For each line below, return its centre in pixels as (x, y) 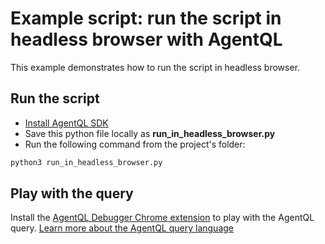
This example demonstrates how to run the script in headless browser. (155, 67)
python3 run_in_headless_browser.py (86, 162)
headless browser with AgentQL (146, 39)
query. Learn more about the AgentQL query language (122, 228)
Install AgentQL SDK (66, 123)
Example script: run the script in (146, 18)
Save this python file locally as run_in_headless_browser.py (150, 133)
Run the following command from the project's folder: (135, 144)
